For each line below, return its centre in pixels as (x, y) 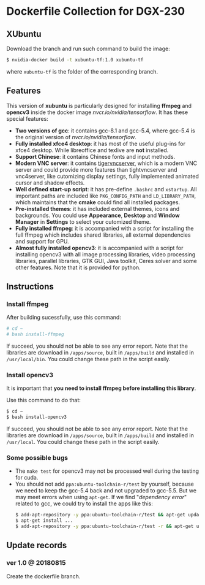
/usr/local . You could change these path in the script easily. (83, 442)
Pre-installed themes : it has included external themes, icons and (97, 208)
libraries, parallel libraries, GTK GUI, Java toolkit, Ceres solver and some (106, 261)
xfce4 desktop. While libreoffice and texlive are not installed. (92, 150)
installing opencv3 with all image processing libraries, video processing (105, 254)
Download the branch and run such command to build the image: (88, 48)
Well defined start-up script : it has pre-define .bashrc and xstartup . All (106, 189)
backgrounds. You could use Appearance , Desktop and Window (97, 215)
